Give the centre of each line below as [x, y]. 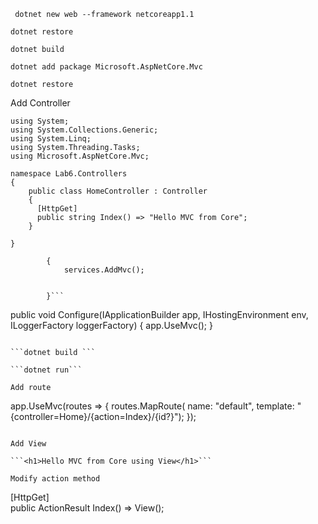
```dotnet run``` [46, 370]
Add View [28, 444]
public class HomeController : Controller [118, 191]
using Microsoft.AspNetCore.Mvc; [80, 156]
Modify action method [55, 479]
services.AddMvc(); [104, 270]
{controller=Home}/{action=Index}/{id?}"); [97, 416]
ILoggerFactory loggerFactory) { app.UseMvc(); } [112, 325]
